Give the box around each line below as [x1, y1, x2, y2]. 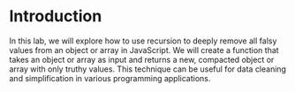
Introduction [9, 6, 102, 27]
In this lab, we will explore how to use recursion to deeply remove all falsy [9, 35, 277, 46]
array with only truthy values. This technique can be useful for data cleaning [9, 64, 287, 74]
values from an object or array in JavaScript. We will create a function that [9, 44, 280, 55]
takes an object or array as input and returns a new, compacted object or [9, 54, 275, 65]
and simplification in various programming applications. [9, 73, 211, 83]
